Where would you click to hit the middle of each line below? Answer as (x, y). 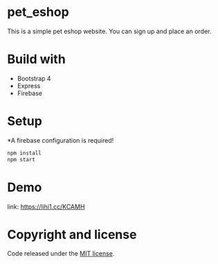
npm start (21, 159)
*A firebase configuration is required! (61, 140)
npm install (24, 153)
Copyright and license (72, 235)
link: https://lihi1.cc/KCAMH (46, 206)
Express (29, 86)
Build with (36, 59)
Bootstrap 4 (34, 78)
